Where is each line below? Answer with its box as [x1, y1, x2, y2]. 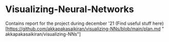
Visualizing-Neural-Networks [5, 4, 134, 15]
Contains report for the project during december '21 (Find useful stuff [5, 20, 152, 26]
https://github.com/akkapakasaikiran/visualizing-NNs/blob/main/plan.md [7, 25, 161, 31]
